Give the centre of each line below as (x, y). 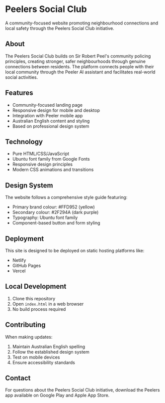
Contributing (25, 325)
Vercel (19, 271)
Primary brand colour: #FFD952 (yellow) (54, 207)
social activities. (22, 77)
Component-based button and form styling (56, 223)
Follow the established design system (51, 352)
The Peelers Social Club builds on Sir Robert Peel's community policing (78, 56)
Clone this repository (34, 298)
